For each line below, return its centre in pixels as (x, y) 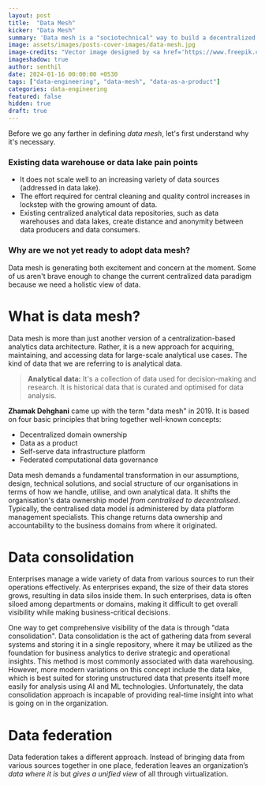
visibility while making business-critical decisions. (90, 612)
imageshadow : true (38, 60)
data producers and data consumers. (80, 230)
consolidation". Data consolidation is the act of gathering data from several (130, 636)
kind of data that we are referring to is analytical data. (95, 363)
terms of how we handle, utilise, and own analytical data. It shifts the (119, 491)
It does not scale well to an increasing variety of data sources (119, 179)
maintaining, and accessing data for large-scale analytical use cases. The (128, 355)
